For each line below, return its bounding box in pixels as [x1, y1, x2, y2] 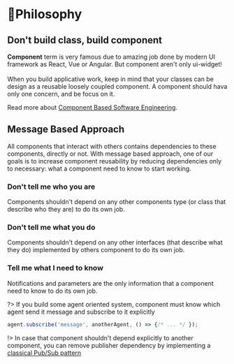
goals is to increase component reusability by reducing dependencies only [7, 156, 222, 165]
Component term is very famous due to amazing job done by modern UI [7, 52, 215, 61]
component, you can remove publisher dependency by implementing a [7, 341, 211, 349]
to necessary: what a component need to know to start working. [7, 164, 192, 173]
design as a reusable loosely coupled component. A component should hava [7, 82, 228, 90]
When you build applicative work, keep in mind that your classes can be [7, 75, 214, 83]
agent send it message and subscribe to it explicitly [7, 307, 155, 316]
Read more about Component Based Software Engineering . [7, 103, 178, 111]
